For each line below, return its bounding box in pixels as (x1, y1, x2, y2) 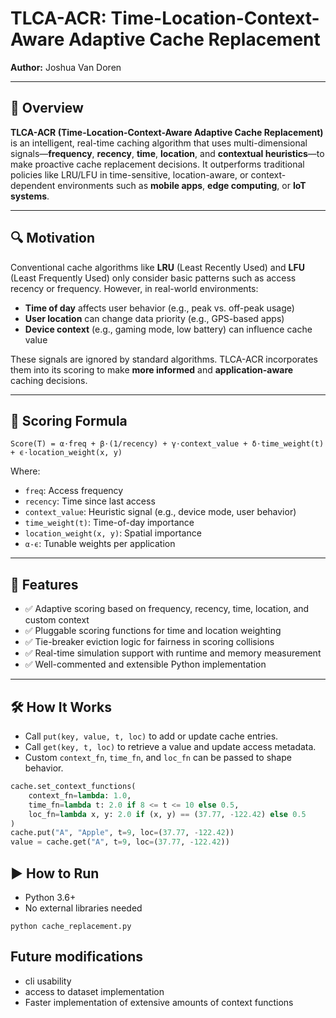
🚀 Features (10, 576, 79, 593)
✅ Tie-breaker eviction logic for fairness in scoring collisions (24, 636, 275, 648)
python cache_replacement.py (10, 921, 132, 931)
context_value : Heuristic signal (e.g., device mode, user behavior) (24, 506, 297, 518)
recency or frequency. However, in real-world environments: (10, 282, 259, 294)
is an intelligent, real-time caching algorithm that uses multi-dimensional (10, 137, 308, 149)
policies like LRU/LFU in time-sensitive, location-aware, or (10, 168, 249, 181)
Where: (10, 465, 41, 477)
